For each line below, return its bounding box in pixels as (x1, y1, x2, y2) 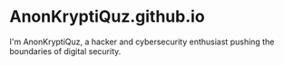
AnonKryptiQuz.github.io (9, 6, 206, 27)
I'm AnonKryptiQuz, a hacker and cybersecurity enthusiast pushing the (9, 36, 275, 47)
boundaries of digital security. (9, 45, 122, 56)
